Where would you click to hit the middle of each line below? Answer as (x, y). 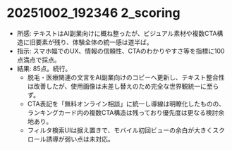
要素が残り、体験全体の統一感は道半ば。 (94, 42)
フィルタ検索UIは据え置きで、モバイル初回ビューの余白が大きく (120, 130)
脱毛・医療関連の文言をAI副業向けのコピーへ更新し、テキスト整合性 (126, 77)
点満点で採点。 (38, 60)
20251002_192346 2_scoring (93, 13)
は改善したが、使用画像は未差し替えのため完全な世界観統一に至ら (123, 86)
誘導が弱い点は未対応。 (80, 139)
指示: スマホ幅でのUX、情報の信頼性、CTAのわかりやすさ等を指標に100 (121, 51)
